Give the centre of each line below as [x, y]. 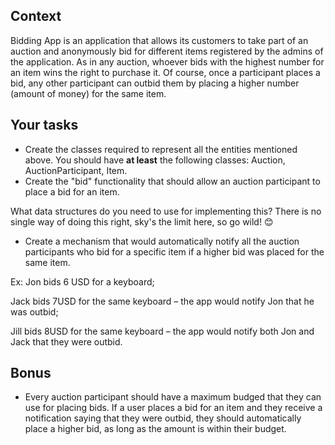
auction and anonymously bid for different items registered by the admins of [167, 51]
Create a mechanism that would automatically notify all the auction [162, 241]
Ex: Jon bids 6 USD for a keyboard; [82, 281]
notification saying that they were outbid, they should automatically [163, 418]
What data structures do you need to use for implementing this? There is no [166, 211]
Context [36, 16]
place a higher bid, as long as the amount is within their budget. [155, 429]
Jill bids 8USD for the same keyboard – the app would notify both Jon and [162, 331]
